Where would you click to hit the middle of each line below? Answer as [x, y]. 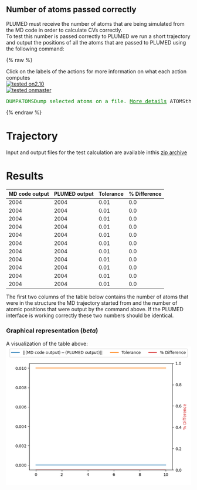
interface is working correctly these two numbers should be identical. [90, 315]
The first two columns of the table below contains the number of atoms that [97, 297]
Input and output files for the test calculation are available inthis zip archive [97, 152]
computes [18, 77]
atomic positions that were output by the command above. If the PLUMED [95, 309]
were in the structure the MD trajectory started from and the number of [92, 303]
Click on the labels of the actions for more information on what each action [96, 71]
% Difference [145, 194]
